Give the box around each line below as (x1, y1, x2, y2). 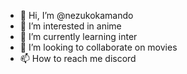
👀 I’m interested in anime (19, 20, 122, 32)
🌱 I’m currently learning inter (19, 31, 138, 42)
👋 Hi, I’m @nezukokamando (19, 10, 134, 21)
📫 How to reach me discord (19, 53, 137, 64)
